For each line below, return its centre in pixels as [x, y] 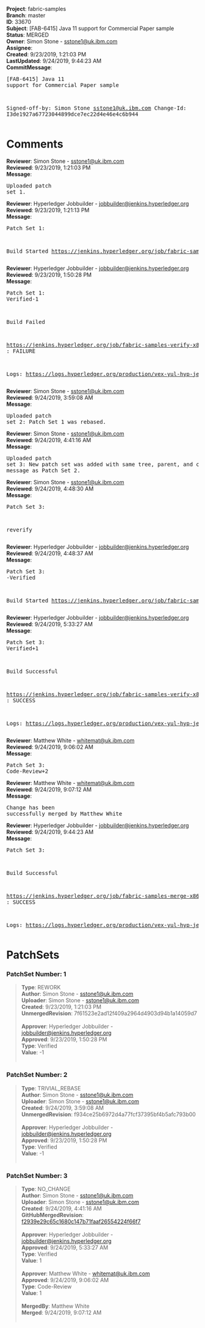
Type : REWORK [41, 988]
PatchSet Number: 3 [37, 1176]
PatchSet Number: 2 [37, 1075]
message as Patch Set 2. [43, 470]
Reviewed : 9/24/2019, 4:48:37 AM [50, 553]
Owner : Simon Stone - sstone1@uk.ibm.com [62, 41]
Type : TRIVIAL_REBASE [51, 1088]
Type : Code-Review [46, 1287]
